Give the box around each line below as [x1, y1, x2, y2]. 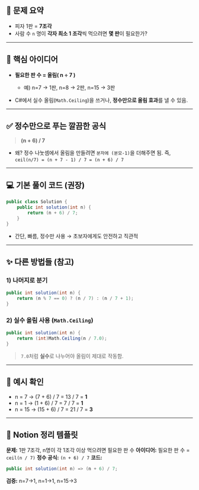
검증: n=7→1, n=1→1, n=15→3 [6, 478, 77, 485]
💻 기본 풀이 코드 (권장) [6, 180, 85, 190]
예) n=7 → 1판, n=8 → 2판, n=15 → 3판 [23, 84, 115, 91]
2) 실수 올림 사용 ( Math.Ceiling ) [6, 316, 94, 324]
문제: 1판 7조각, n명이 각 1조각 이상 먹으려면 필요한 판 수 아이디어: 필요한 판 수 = [6, 447, 190, 454]
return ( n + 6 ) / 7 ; [27, 210, 78, 216]
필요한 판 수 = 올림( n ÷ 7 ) [14, 71, 76, 78]
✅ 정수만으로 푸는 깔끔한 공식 [6, 121, 107, 132]
